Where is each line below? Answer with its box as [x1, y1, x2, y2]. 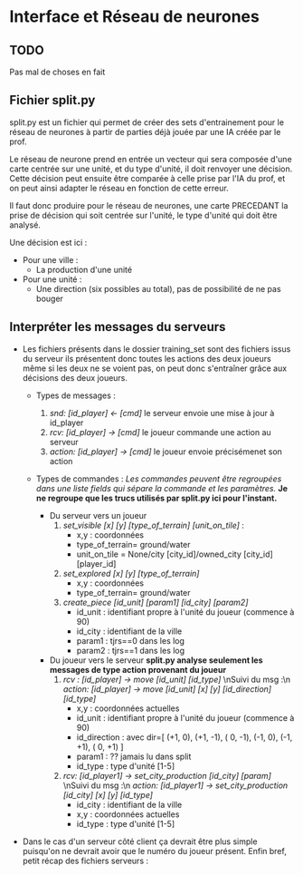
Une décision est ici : [9, 237, 88, 248]
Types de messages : [35, 390, 116, 401]
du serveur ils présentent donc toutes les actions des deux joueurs [22, 353, 271, 364]
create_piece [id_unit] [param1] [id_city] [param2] [62, 597, 249, 608]
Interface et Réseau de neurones [9, 6, 260, 27]
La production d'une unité [35, 264, 133, 275]
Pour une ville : [22, 254, 79, 265]
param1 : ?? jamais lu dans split [76, 751, 192, 762]
